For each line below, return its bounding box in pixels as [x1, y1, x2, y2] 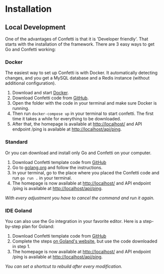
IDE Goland [5, 207, 32, 214]
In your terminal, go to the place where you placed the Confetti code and [12, 169, 160, 175]
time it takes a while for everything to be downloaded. [12, 116, 121, 122]
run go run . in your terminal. [12, 175, 72, 181]
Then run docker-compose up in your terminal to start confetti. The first [12, 110, 154, 116]
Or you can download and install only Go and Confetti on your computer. [5, 150, 152, 156]
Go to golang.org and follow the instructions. [12, 164, 103, 170]
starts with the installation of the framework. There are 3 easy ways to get [5, 41, 155, 47]
